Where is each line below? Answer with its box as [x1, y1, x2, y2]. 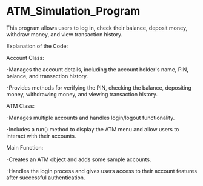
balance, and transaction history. [6, 72, 88, 79]
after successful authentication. [6, 174, 85, 181]
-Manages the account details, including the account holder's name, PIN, [6, 65, 189, 73]
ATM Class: [6, 102, 35, 110]
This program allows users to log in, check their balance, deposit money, [6, 24, 188, 32]
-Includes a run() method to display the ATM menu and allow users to [6, 125, 179, 133]
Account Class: [6, 54, 44, 61]
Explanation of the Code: [6, 42, 68, 50]
